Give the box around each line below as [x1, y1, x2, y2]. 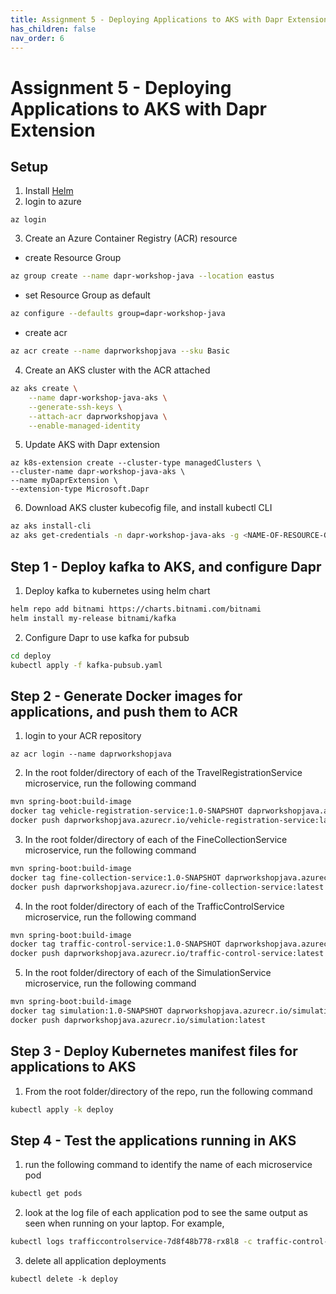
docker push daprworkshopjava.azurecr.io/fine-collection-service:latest [10, 882, 325, 892]
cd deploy [10, 651, 52, 661]
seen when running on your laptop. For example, [24, 1217, 225, 1230]
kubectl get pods [10, 1189, 83, 1199]
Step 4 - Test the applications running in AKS [10, 1132, 297, 1149]
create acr [24, 327, 68, 339]
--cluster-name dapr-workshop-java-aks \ [10, 467, 186, 477]
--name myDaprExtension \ [10, 476, 118, 486]
